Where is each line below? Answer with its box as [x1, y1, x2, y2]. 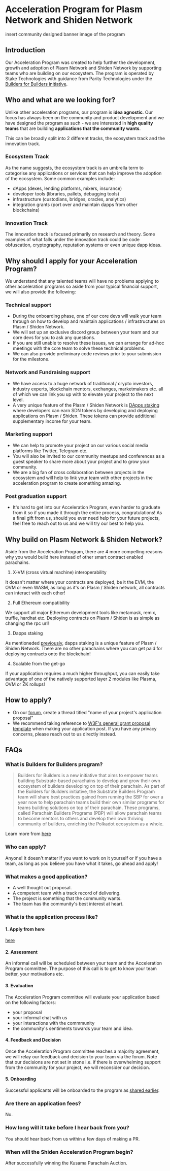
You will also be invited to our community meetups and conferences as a [12, 453, 165, 459]
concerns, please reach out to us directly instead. [12, 731, 117, 737]
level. [12, 396, 24, 403]
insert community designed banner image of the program [5, 31, 125, 37]
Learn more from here [5, 831, 52, 837]
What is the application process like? [5, 913, 98, 920]
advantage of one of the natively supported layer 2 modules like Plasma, [5, 676, 157, 682]
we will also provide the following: [5, 288, 76, 295]
